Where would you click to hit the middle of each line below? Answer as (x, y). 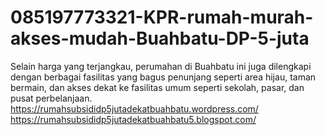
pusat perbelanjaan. (51, 98)
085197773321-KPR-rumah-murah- (162, 17)
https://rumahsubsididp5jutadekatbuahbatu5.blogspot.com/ (133, 119)
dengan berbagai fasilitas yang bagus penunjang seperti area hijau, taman (163, 77)
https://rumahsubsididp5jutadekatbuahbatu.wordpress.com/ (134, 108)
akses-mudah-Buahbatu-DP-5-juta (160, 38)
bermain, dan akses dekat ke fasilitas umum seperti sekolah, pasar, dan (157, 87)
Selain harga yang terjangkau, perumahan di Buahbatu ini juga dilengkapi (161, 66)
